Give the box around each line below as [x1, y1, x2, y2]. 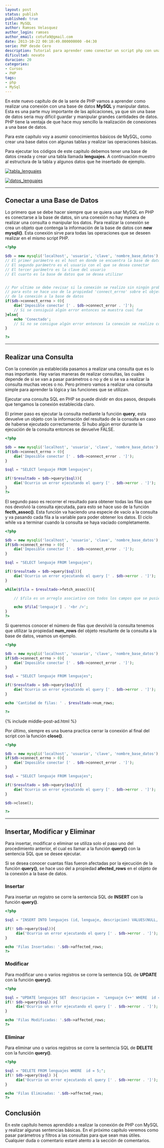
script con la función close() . [5, 733, 63, 739]
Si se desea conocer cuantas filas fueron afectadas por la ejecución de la [5, 860, 153, 867]
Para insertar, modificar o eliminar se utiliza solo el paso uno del [5, 841, 134, 846]
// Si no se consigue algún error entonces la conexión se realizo [14, 321, 154, 326]
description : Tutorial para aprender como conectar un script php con [5, 48, 152, 53]
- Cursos [5, 67, 23, 71]
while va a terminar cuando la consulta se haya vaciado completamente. [5, 519, 150, 525]
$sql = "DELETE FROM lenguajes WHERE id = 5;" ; [5, 1068, 106, 1074]
